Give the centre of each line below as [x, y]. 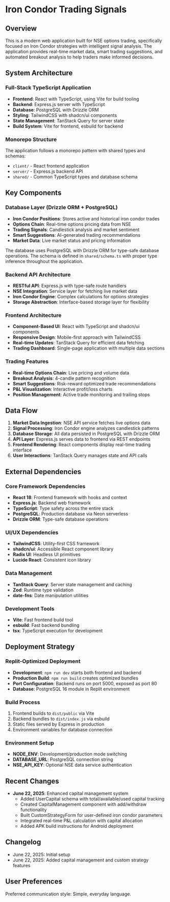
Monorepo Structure [31, 139]
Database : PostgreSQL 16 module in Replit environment [71, 689]
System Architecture [39, 73]
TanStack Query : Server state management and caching [72, 584]
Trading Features [27, 361]
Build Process [23, 702]
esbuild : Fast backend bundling [46, 625]
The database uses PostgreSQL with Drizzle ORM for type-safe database [82, 250]
